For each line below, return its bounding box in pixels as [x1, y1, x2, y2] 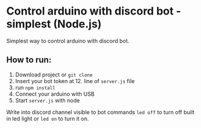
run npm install [15, 84, 56, 91]
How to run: [6, 55, 52, 65]
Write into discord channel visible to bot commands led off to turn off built [6, 108, 195, 116]
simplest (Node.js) [6, 17, 102, 31]
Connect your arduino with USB [15, 90, 95, 98]
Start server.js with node [15, 96, 80, 104]
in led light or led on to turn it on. [6, 115, 90, 122]
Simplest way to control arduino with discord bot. [6, 37, 130, 44]
